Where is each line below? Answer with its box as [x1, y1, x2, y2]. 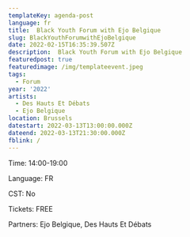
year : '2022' [8, 85, 51, 93]
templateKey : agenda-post [8, 11, 93, 20]
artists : [8, 92, 37, 100]
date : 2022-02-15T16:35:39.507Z [8, 41, 115, 49]
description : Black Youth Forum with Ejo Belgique [8, 48, 182, 56]
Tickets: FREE [8, 204, 53, 213]
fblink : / [8, 136, 41, 145]
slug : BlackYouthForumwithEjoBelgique [8, 33, 136, 42]
